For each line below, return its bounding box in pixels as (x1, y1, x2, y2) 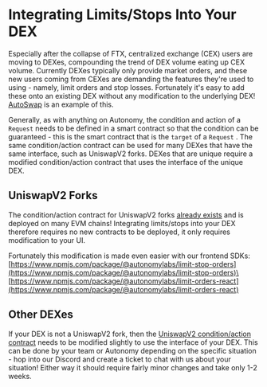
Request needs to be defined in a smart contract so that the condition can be (8, 123, 259, 133)
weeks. (8, 371, 32, 381)
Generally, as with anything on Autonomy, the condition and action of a (8, 115, 241, 124)
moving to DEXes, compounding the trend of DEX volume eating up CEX (8, 57, 245, 67)
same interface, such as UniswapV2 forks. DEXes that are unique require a (8, 149, 253, 158)
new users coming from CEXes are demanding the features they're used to (8, 74, 254, 84)
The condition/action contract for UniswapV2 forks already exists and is (8, 209, 245, 220)
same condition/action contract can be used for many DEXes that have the (8, 140, 253, 150)
